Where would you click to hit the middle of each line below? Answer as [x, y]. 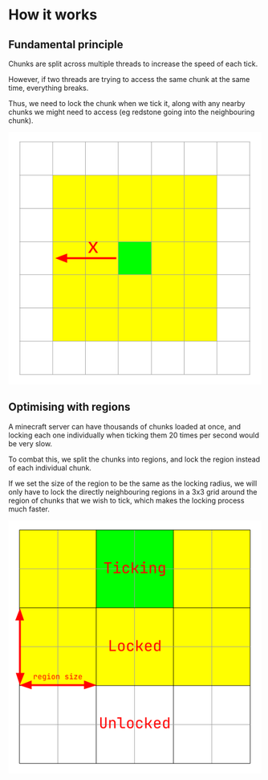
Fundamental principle [66, 45]
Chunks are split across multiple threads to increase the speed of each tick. [133, 64]
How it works [53, 15]
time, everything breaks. [49, 88]
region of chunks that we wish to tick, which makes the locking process [126, 500]
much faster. [29, 509]
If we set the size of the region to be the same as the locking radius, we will [133, 483]
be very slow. [30, 443]
